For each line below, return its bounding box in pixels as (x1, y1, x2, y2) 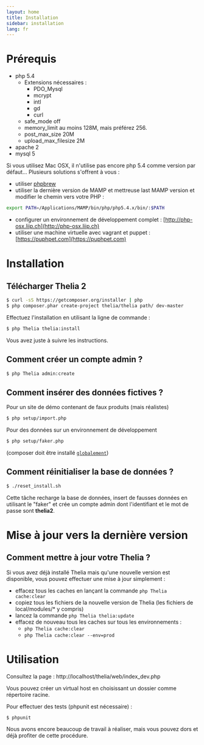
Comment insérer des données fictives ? (6, 387, 163, 397)
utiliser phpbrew (15, 180, 56, 188)
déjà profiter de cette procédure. (6, 732, 88, 740)
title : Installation (6, 15, 59, 21)
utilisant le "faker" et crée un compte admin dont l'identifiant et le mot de (6, 501, 189, 508)
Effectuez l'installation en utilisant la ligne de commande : (6, 313, 150, 321)
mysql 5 (15, 150, 35, 157)
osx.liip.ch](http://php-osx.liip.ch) (15, 223, 100, 230)
